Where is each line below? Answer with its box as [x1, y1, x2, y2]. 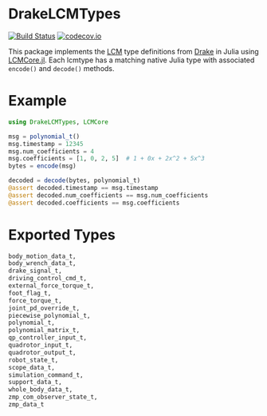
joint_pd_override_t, [8, 304, 80, 312]
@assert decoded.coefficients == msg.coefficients [8, 199, 180, 207]
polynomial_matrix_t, [8, 327, 80, 335]
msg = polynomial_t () [8, 133, 80, 141]
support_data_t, [8, 378, 62, 386]
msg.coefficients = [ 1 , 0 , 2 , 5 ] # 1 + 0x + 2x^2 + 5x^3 [8, 155, 205, 163]
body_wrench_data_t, [8, 260, 77, 267]
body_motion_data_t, [8, 252, 77, 260]
